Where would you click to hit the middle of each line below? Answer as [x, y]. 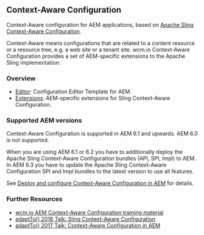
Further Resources [34, 199]
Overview [21, 78]
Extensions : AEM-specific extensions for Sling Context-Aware [93, 98]
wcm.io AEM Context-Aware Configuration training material [89, 212]
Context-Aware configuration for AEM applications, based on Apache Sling [100, 24]
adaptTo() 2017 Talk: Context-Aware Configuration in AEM [87, 225]
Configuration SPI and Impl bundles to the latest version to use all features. [100, 172]
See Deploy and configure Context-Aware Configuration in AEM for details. [100, 183]
